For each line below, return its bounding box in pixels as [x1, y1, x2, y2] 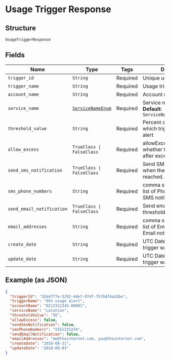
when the [142, 167, 165, 174]
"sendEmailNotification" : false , [10, 332, 80, 337]
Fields [5, 51, 25, 59]
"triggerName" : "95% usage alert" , [10, 299, 85, 304]
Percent [142, 118, 161, 126]
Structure [5, 24, 36, 32]
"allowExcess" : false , [10, 317, 58, 323]
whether [142, 146, 163, 153]
